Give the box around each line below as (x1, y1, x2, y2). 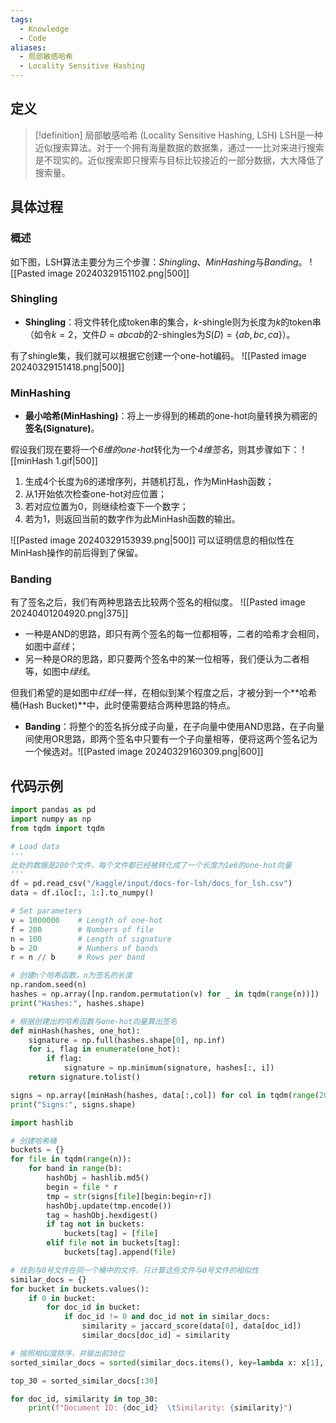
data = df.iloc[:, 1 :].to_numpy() (10, 888, 155, 898)
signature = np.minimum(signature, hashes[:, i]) (63, 1063, 275, 1073)
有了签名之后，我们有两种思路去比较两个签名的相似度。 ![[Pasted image (10, 596, 306, 608)
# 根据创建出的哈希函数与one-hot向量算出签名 (10, 1016, 178, 1026)
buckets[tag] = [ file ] (63, 1229, 159, 1239)
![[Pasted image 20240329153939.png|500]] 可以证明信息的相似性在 (10, 534, 295, 546)
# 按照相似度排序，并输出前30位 (10, 1348, 126, 1358)
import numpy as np (10, 814, 92, 825)
